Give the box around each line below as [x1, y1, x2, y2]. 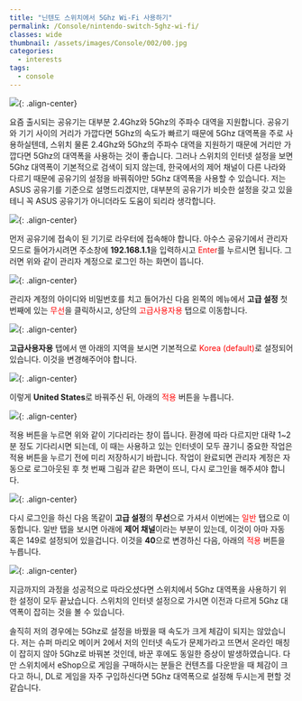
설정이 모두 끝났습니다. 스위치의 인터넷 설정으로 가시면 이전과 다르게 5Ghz [18, 595, 279, 605]
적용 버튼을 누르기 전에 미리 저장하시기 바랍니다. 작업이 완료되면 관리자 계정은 [9, 452, 281, 463]
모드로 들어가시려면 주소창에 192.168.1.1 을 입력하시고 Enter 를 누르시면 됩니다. [9, 244, 283, 255]
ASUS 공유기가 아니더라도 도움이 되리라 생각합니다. [35, 195, 216, 206]
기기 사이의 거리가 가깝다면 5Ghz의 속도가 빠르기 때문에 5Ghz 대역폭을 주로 [18, 127, 284, 138]
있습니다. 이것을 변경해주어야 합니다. [9, 354, 137, 364]
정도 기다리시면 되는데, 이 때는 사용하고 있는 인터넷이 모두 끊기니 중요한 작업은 [18, 440, 293, 451]
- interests [17, 55, 63, 64]
